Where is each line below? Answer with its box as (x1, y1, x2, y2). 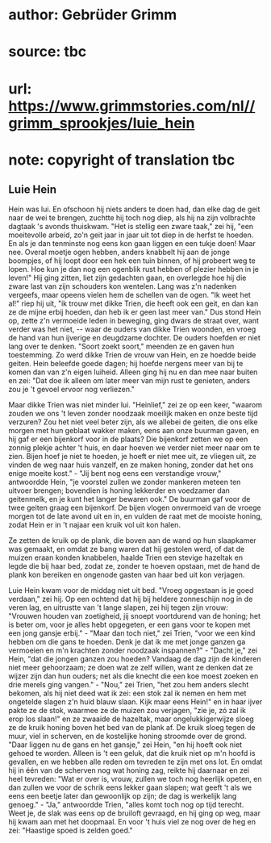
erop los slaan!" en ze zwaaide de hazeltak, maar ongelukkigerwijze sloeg (8, 714, 254, 724)
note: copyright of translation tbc (8, 151, 236, 169)
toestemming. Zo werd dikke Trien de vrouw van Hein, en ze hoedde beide (8, 349, 256, 360)
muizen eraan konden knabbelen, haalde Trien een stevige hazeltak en (8, 553, 244, 562)
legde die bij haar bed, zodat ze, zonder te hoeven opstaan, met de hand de (8, 561, 261, 570)
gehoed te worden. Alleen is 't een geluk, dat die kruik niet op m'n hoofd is (8, 748, 256, 757)
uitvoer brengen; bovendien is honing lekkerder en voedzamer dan (8, 486, 230, 495)
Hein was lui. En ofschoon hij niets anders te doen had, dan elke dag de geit (8, 204, 261, 214)
